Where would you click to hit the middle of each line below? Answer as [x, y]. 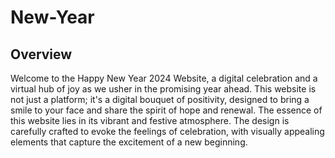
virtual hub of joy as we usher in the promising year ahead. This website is [163, 89]
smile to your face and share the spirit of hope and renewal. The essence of [166, 110]
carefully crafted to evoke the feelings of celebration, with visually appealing [167, 131]
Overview [41, 54]
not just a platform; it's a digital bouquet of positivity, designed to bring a [160, 99]
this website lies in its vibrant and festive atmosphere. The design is [150, 120]
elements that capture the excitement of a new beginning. [129, 142]
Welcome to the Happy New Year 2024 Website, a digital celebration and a [164, 78]
